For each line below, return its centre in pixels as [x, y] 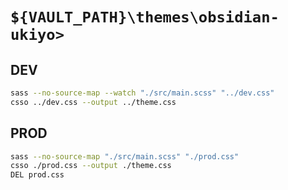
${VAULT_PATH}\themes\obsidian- [145, 17]
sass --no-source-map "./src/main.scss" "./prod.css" [125, 156]
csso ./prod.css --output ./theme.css [91, 166]
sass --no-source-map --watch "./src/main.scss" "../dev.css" [142, 93]
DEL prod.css [37, 175]
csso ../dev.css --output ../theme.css [93, 102]
